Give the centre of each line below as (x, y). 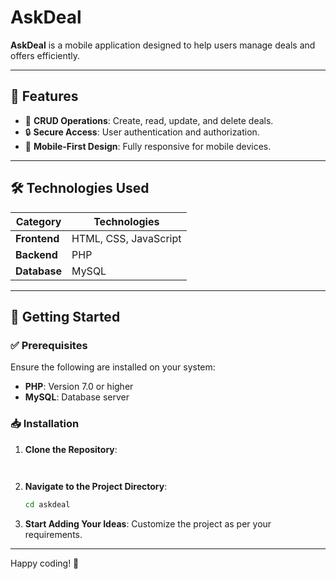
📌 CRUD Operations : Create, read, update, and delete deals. (149, 120)
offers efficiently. (45, 55)
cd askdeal (47, 505)
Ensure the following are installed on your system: (113, 367)
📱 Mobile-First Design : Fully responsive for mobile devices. (148, 146)
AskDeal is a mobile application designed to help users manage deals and (163, 45)
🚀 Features (44, 96)
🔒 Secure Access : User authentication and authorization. (142, 132)
